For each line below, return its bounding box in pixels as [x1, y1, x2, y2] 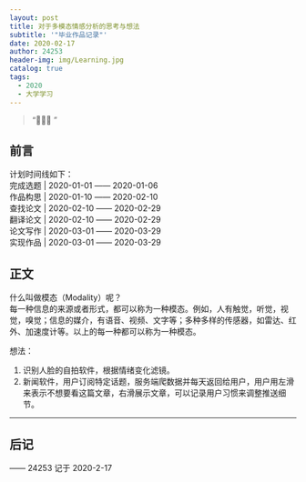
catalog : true [9, 65, 64, 74]
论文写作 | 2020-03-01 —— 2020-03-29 [9, 226, 161, 236]
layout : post [9, 13, 59, 23]
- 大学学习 [17, 89, 54, 98]
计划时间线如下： [9, 169, 74, 180]
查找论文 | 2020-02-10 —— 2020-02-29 [9, 203, 161, 214]
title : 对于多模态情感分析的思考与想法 [9, 22, 140, 31]
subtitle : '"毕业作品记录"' [9, 30, 107, 39]
